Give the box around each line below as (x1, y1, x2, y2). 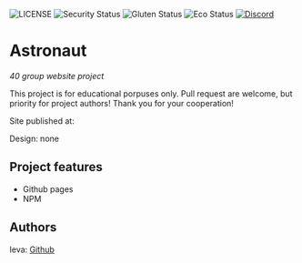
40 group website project (9, 70, 105, 81)
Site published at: (9, 115, 75, 126)
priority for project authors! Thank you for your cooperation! (9, 97, 235, 108)
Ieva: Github (9, 244, 55, 255)
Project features (9, 159, 103, 175)
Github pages (22, 183, 74, 195)
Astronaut (9, 41, 87, 61)
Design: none (9, 133, 59, 144)
